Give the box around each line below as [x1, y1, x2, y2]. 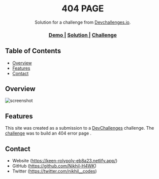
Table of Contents [5, 47, 62, 55]
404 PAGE [61, 3, 104, 14]
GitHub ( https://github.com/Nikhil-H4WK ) [12, 163, 97, 169]
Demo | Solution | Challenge [48, 32, 117, 38]
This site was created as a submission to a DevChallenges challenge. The [5, 125, 154, 131]
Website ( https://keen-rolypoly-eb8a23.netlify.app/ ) [12, 158, 118, 164]
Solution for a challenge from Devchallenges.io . [34, 19, 131, 25]
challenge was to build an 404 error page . [5, 130, 92, 136]
